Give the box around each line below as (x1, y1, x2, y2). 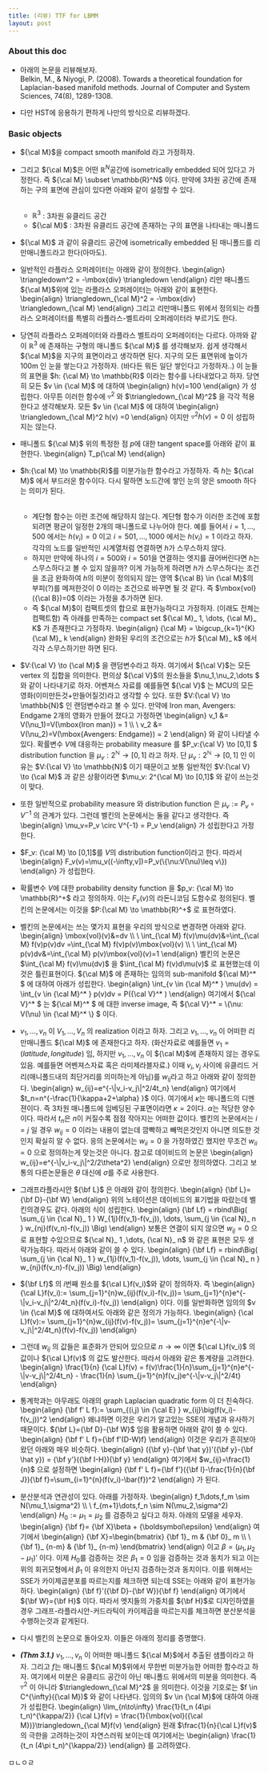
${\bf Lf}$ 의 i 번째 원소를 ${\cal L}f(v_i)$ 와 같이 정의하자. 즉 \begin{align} (19, 1279, 255, 1289)
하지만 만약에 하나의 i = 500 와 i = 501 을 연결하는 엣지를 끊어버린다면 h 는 (31, 553, 260, 563)
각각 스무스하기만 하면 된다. (31, 644, 118, 653)
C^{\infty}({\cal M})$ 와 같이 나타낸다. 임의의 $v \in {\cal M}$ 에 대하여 (19, 1692, 244, 1702)
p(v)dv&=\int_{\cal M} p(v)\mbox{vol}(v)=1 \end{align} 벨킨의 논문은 (19, 949, 242, 958)
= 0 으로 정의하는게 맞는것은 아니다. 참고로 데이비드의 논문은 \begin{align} (19, 1148, 254, 1157)
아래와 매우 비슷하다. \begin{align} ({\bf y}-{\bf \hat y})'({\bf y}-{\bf (34, 1444, 254, 1454)
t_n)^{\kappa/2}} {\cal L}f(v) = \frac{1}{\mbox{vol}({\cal (19, 1711, 203, 1721)
